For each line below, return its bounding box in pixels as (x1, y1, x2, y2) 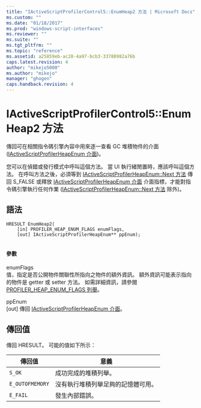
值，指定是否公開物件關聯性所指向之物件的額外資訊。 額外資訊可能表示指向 (6, 271, 192, 278)
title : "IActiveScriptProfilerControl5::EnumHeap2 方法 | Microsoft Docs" (6, 8, 196, 15)
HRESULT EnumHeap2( (6, 221, 55, 227)
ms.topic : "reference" (6, 48, 63, 54)
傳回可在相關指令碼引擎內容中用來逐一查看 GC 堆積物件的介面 (6, 142, 159, 150)
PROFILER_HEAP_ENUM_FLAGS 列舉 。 (6, 286, 103, 293)
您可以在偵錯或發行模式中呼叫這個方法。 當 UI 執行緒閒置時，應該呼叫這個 (6, 163, 190, 170)
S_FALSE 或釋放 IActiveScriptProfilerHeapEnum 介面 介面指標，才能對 (13, 178, 186, 185)
